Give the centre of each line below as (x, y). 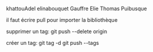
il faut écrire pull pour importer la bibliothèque (62, 20)
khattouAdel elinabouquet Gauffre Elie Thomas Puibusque (76, 9)
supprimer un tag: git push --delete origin (57, 31)
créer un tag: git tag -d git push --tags (53, 43)
